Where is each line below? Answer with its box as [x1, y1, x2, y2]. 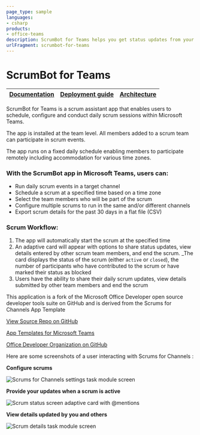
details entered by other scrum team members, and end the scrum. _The [14, 250, 193, 257]
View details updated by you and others [6, 411, 108, 418]
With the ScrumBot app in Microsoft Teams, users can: [6, 169, 169, 177]
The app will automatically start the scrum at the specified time [14, 237, 171, 244]
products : [6, 25, 31, 32]
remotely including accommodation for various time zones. [6, 154, 151, 161]
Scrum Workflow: [6, 223, 59, 232]
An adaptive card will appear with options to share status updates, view [14, 243, 192, 250]
